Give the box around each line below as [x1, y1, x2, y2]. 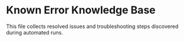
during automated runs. [6, 29, 63, 36]
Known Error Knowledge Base [6, 3, 156, 17]
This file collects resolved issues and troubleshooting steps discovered [6, 23, 179, 30]
